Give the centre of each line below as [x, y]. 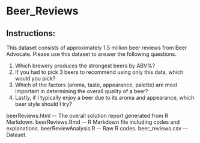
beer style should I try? [43, 104]
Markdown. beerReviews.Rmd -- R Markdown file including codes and [93, 122]
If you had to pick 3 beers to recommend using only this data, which [99, 72]
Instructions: [31, 33]
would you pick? [35, 78]
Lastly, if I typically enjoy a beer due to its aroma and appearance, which [105, 98]
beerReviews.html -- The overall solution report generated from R [87, 116]
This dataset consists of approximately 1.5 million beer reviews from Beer [97, 47]
